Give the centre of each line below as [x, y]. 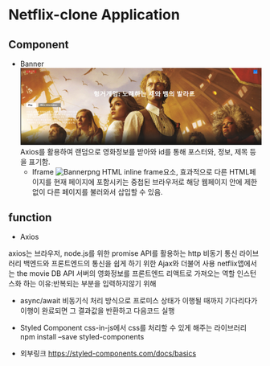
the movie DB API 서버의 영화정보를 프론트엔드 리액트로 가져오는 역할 [126, 273]
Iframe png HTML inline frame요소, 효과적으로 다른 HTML [141, 171]
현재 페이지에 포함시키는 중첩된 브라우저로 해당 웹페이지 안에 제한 [155, 182]
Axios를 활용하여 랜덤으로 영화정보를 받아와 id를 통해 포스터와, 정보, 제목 [134, 151]
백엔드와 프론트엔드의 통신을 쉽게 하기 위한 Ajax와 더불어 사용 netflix [130, 264]
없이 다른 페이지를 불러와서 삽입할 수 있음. [97, 191]
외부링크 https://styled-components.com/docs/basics [108, 354]
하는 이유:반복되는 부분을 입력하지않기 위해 [90, 284]
